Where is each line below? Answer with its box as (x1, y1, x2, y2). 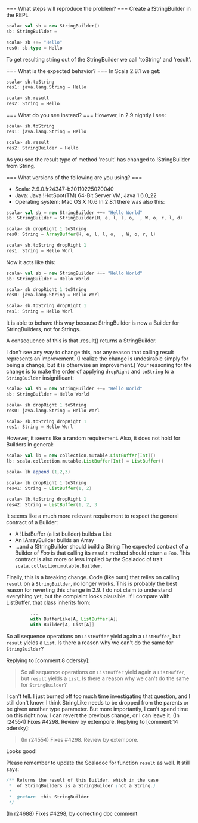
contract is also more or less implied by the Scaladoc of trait (14, 556, 163, 563)
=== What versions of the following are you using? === (6, 173, 143, 181)
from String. (6, 162, 36, 169)
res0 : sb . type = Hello (6, 45, 63, 51)
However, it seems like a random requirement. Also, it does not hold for (6, 435, 181, 442)
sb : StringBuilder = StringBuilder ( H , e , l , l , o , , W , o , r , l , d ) (6, 215, 183, 221)
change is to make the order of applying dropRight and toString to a (6, 368, 174, 375)
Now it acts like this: (6, 258, 55, 265)
